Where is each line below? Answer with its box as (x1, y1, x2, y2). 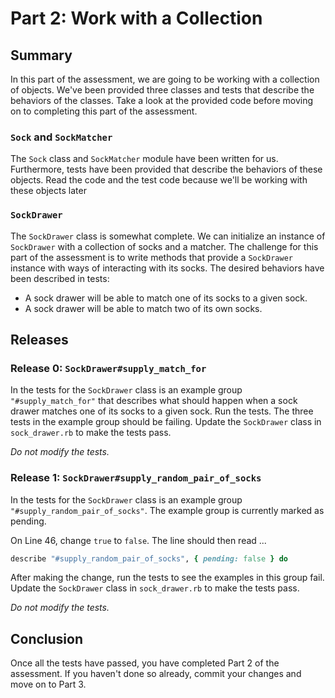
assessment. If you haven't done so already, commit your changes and (10, 668, 302, 680)
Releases (10, 331, 69, 348)
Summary (10, 47, 73, 64)
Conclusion (10, 630, 84, 647)
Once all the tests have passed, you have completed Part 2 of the (10, 657, 280, 669)
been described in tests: (10, 272, 110, 284)
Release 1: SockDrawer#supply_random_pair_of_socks (10, 471, 262, 485)
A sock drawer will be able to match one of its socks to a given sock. (24, 292, 308, 304)
